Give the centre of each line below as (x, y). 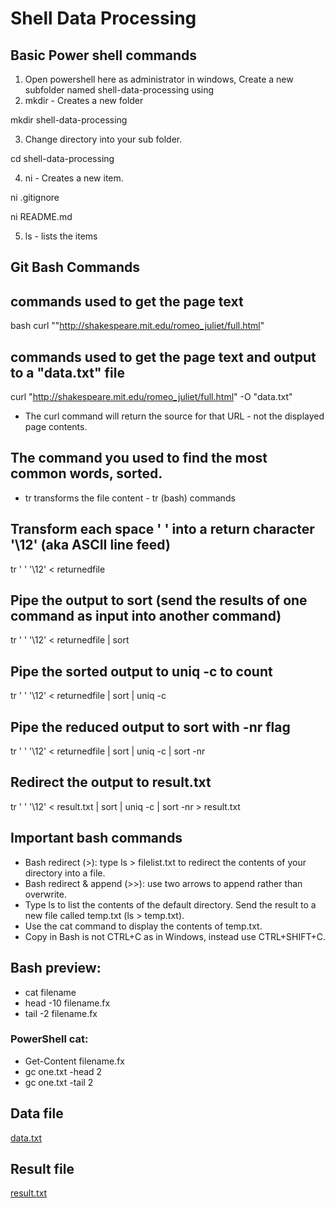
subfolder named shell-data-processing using (119, 90)
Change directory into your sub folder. (103, 139)
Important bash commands (96, 838)
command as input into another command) (146, 616)
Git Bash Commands (75, 267)
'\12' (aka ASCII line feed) (90, 545)
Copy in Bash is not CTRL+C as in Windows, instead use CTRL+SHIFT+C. (175, 936)
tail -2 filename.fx (61, 1013)
